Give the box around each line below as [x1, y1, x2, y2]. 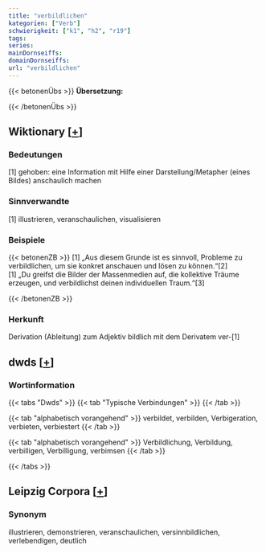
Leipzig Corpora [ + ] [8, 485, 108, 498]
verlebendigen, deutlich [8, 535, 87, 545]
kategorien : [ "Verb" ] [8, 19, 81, 27]
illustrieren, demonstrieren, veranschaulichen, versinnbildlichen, [8, 527, 221, 537]
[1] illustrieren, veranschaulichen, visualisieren [8, 214, 162, 223]
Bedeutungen [8, 150, 63, 161]
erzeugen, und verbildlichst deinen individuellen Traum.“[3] [8, 278, 205, 288]
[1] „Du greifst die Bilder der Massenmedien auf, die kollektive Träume [8, 270, 239, 280]
